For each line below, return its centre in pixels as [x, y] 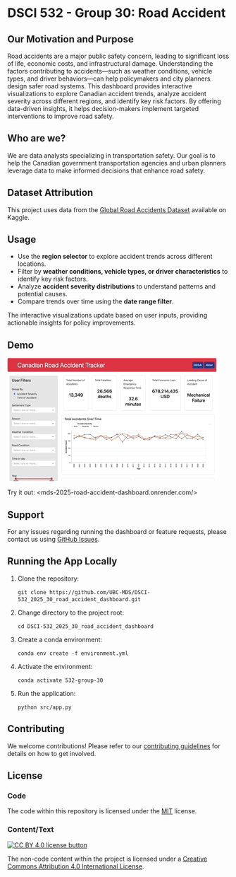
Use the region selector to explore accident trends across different [115, 257]
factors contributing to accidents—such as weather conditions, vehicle [110, 71]
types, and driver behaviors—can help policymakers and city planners [109, 79]
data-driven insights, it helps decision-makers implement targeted [103, 109]
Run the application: [46, 693]
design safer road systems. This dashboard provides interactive [100, 86]
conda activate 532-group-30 [60, 680]
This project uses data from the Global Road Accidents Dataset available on [117, 209]
